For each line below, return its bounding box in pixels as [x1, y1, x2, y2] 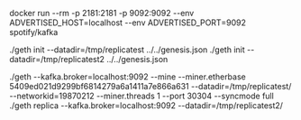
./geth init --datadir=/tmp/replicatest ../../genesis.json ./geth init [9, 44, 245, 55]
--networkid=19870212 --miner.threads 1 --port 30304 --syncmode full [9, 90, 275, 101]
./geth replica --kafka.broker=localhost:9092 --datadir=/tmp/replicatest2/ [9, 100, 284, 111]
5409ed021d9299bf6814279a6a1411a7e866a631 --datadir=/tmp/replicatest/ [9, 81, 292, 91]
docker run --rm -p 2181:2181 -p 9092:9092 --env [9, 8, 195, 18]
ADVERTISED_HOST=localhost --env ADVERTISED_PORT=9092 [9, 17, 246, 28]
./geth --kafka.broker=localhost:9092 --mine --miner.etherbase [9, 71, 246, 82]
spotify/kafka [9, 27, 59, 37]
